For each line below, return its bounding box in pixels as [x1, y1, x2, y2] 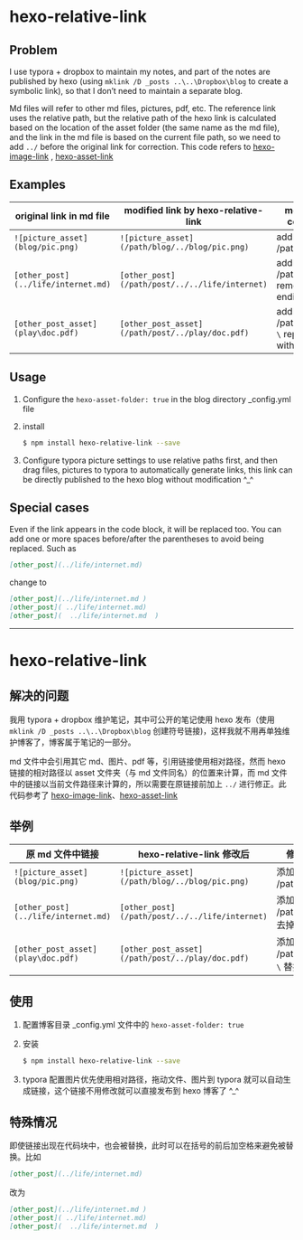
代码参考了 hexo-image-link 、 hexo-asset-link [9, 789, 179, 801]
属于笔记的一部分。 [64, 737, 136, 747]
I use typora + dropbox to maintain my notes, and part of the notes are [9, 66, 271, 77]
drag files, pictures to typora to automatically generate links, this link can [22, 464, 293, 475]
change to [9, 577, 47, 588]
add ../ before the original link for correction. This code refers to [9, 142, 252, 152]
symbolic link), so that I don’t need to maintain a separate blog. [9, 86, 243, 96]
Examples [9, 177, 66, 193]
